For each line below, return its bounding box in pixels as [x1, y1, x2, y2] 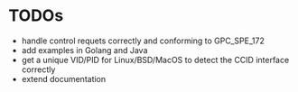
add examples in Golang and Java [21, 44, 148, 55]
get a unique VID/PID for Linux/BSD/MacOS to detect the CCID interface [21, 54, 290, 65]
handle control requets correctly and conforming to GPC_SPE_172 [21, 35, 265, 46]
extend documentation [21, 73, 107, 84]
